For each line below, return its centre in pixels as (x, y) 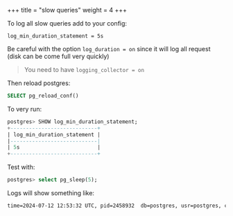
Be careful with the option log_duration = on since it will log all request (109, 49)
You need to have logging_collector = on (84, 70)
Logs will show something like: (51, 193)
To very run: (25, 109)
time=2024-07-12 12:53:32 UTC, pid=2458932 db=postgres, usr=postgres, (114, 206)
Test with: (21, 167)
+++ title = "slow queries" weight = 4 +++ (67, 10)
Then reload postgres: (39, 83)
